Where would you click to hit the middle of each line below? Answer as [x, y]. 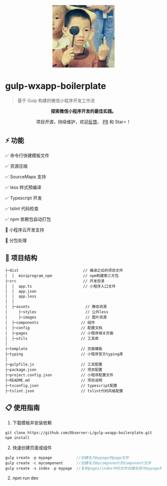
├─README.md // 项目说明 [54, 381]
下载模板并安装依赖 [32, 423]
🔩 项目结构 [21, 257]
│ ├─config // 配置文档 [54, 328]
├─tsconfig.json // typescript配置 [61, 386]
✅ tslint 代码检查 [22, 209]
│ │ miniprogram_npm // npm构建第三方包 [62, 276]
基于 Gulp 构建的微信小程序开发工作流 [56, 100]
